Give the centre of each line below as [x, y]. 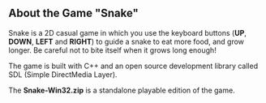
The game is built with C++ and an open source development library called [133, 66]
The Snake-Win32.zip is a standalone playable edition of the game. [122, 90]
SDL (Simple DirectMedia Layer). [63, 74]
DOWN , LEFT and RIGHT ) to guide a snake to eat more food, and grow [127, 41]
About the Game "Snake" [74, 13]
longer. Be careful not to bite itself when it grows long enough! [112, 50]
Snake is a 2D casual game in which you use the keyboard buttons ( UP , [128, 32]
